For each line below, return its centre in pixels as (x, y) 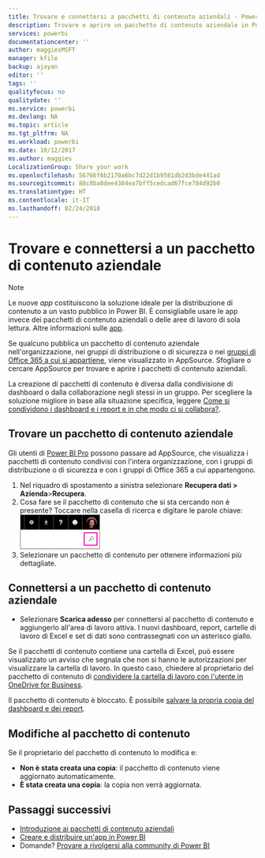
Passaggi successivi (60, 809)
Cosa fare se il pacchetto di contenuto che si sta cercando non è (125, 501)
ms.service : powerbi (42, 108)
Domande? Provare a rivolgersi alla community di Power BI (115, 845)
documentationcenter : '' (49, 42)
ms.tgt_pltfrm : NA (38, 134)
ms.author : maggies (40, 158)
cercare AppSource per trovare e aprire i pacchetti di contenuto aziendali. (128, 369)
